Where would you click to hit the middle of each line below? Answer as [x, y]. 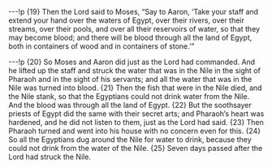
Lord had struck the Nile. [50, 157]
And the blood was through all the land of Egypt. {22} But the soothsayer [130, 105]
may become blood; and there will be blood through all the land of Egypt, [130, 37]
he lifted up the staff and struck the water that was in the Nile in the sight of [135, 71]
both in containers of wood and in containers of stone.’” [101, 46]
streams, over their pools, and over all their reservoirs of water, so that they [134, 29]
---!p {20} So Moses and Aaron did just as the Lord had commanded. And [132, 62]
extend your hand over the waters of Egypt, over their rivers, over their [127, 20]
